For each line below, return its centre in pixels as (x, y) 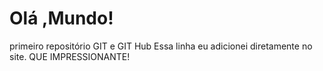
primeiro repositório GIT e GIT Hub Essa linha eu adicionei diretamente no (161, 46)
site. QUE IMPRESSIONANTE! (70, 56)
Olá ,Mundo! (61, 18)
